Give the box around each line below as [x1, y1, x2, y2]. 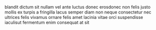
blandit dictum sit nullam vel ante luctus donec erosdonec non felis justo [4, 4, 151, 10]
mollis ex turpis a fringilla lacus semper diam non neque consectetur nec [4, 9, 152, 15]
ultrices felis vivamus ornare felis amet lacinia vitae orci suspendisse [4, 15, 143, 20]
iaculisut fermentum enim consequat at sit [4, 19, 89, 25]
